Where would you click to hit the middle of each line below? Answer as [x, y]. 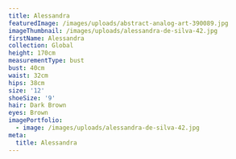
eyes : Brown [28, 113]
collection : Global [41, 46]
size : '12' [27, 90]
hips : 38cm [27, 83]
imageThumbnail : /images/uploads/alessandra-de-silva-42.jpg [113, 31]
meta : [17, 135]
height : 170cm [32, 53]
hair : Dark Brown [37, 105]
